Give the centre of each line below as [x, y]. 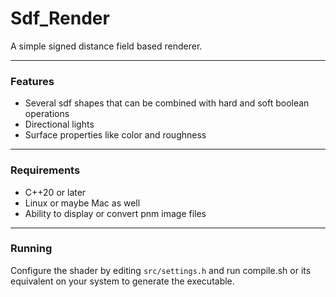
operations [47, 114]
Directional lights [59, 124]
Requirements [45, 170]
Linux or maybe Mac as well [82, 203]
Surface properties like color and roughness [115, 135]
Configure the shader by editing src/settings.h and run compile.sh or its [161, 270]
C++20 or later [55, 192]
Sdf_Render [60, 18]
